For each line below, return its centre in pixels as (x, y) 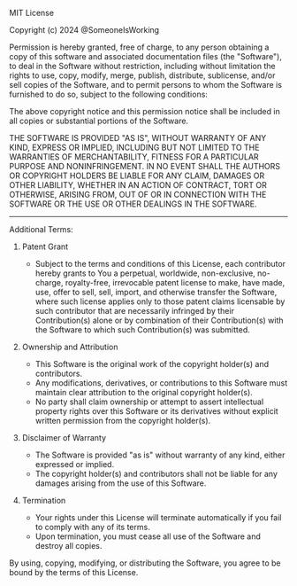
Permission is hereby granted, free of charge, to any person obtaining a (139, 47)
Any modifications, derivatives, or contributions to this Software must (161, 383)
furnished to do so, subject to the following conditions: (108, 94)
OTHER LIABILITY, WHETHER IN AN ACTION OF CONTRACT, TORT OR (138, 185)
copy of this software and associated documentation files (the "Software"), (146, 56)
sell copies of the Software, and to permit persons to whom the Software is (146, 85)
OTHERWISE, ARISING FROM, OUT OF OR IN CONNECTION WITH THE (138, 195)
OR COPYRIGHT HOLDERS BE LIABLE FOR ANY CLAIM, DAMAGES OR (137, 176)
